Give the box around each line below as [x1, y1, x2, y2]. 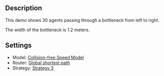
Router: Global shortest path [12, 60, 70, 66]
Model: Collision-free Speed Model [12, 54, 84, 60]
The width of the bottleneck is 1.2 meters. [5, 27, 90, 33]
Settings [5, 41, 32, 50]
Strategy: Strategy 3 [12, 65, 54, 71]
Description [5, 4, 42, 12]
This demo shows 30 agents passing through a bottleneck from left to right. [5, 17, 160, 23]
